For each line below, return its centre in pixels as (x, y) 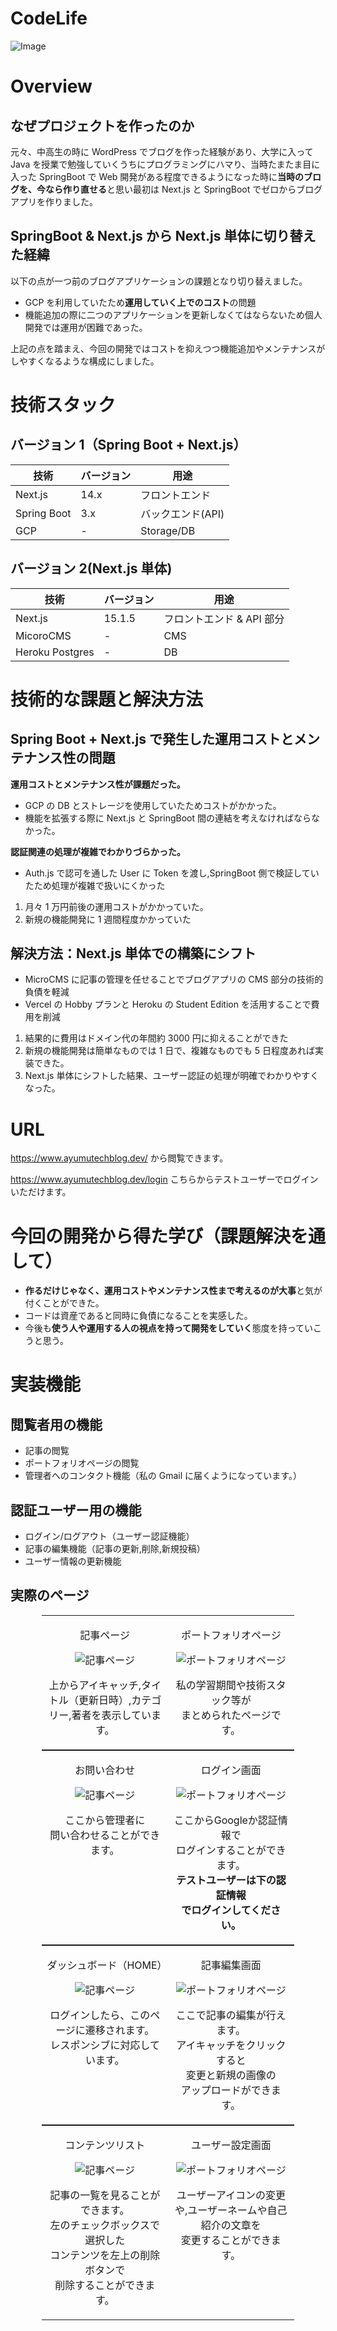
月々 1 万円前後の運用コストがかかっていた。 (116, 906)
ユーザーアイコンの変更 (231, 2195)
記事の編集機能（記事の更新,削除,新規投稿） (115, 1549)
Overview (51, 86)
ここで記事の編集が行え (231, 2015)
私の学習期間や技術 (221, 1685)
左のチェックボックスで (104, 2225)
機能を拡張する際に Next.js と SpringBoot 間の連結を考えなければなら (168, 818)
